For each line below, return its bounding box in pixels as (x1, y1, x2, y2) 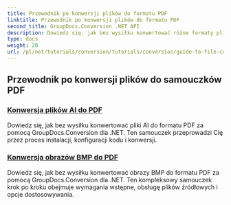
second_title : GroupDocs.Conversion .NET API (7, 23, 140, 30)
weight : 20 (7, 42, 38, 49)
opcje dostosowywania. (7, 190, 74, 198)
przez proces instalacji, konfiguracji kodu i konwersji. (7, 136, 157, 144)
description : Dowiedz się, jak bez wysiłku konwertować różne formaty (7, 29, 214, 36)
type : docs (7, 36, 38, 43)
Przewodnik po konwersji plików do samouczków (7, 74, 222, 86)
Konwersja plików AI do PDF (7, 105, 103, 115)
